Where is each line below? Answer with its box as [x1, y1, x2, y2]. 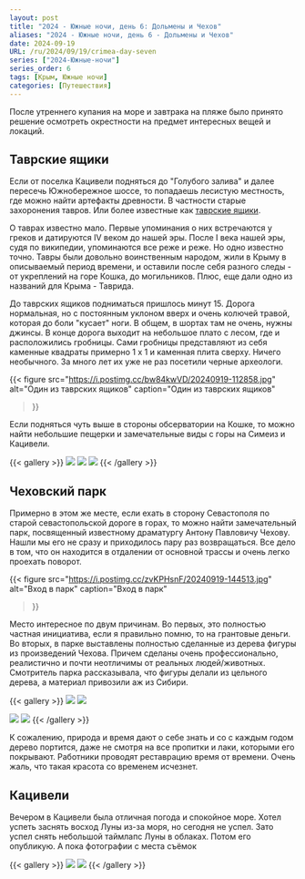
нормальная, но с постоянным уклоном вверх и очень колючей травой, [9, 308, 290, 319]
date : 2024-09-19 [9, 38, 76, 48]
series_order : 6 [9, 65, 71, 74]
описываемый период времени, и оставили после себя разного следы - [9, 261, 291, 272]
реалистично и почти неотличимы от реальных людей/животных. [9, 658, 266, 669]
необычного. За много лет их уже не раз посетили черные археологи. [9, 356, 284, 367]
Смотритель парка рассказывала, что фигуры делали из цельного [9, 667, 268, 679]
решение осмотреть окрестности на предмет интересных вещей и [9, 116, 271, 127]
